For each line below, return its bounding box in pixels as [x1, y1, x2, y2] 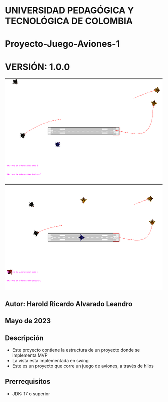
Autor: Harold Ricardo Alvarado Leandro [5, 300, 133, 308]
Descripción [5, 334, 44, 342]
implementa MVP [12, 352, 48, 358]
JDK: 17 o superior [12, 390, 51, 397]
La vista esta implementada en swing [12, 357, 89, 363]
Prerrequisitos [5, 377, 51, 386]
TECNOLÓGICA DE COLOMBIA [5, 15, 133, 27]
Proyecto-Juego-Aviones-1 [5, 38, 120, 50]
